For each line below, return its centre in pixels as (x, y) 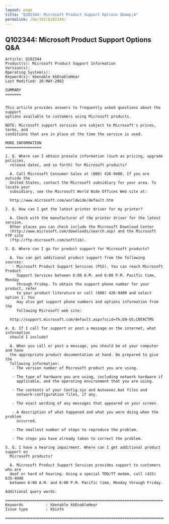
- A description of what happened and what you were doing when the (85, 412)
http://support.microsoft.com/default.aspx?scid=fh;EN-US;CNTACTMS (82, 320)
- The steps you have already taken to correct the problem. (77, 439)
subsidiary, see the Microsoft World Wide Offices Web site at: (78, 192)
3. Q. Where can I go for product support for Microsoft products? (77, 249)
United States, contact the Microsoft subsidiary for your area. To (83, 183)
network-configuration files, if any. (57, 395)
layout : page (19, 10)
